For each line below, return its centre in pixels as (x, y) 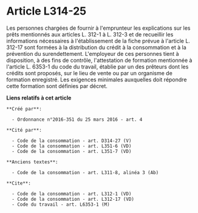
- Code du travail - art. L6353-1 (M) (61, 205)
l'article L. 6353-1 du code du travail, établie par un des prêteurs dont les (97, 66)
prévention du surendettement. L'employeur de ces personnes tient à (93, 53)
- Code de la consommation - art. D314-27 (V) (72, 141)
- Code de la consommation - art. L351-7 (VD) (72, 151)
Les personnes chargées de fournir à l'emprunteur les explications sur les (98, 28)
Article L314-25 (46, 11)
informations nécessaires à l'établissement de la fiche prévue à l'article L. (98, 41)
